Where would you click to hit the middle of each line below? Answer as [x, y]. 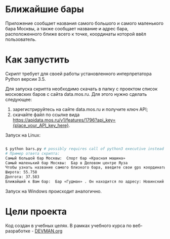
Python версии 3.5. [26, 79]
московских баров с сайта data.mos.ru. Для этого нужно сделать [76, 94]
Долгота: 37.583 [22, 177]
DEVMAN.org [49, 231]
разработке [18, 231]
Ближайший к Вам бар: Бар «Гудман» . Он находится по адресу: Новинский [85, 182]
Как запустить [37, 60]
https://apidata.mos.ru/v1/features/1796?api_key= [64, 120]
